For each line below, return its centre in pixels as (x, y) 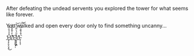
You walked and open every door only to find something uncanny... (87, 26)
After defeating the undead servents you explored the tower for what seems (97, 8)
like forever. (20, 14)
